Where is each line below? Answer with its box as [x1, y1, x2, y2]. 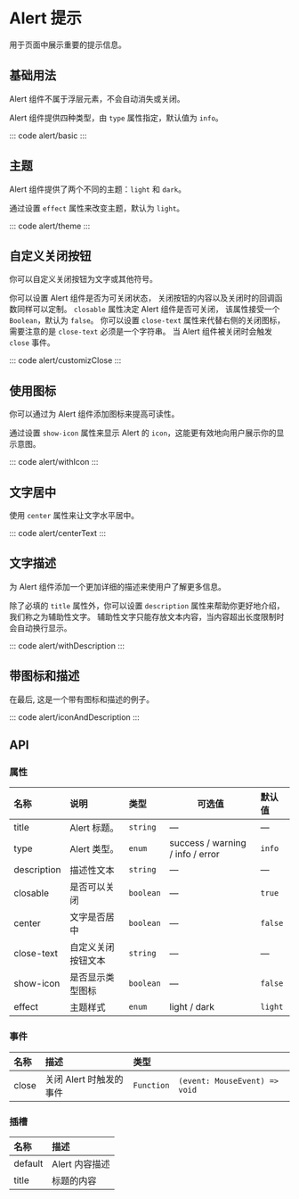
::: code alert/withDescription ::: [9, 640, 125, 651]
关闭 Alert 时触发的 [44, 1072, 124, 1085]
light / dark [169, 1001, 215, 1013]
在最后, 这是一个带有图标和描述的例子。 [9, 693, 154, 705]
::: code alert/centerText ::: [9, 528, 107, 538]
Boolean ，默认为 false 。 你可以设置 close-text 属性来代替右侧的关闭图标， [9, 315, 286, 326]
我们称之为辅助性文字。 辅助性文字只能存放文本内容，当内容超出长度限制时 [9, 611, 285, 622]
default [13, 1157, 44, 1170]
